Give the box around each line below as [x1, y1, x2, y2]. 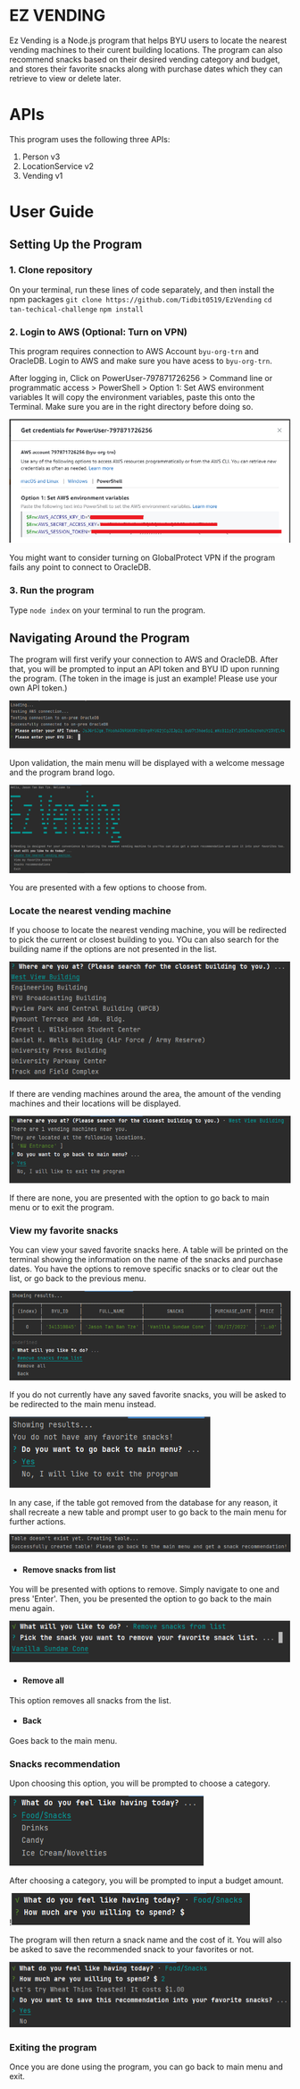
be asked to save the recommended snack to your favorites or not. [9, 1944, 254, 1955]
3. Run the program [9, 584, 95, 597]
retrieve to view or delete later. [9, 72, 122, 83]
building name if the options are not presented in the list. [9, 944, 217, 955]
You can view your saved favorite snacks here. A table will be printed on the [9, 1244, 288, 1255]
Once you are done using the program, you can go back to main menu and [9, 2061, 284, 2072]
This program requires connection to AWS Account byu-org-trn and [9, 346, 259, 357]
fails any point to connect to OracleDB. [9, 562, 152, 573]
